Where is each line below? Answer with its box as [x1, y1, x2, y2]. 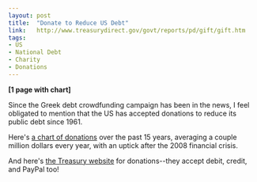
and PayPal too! [8, 164, 59, 174]
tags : [8, 33, 26, 42]
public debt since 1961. [8, 116, 83, 127]
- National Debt [8, 48, 62, 56]
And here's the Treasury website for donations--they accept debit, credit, [8, 156, 248, 165]
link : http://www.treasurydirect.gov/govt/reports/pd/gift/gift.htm [8, 26, 246, 34]
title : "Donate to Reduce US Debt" [8, 19, 129, 27]
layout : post [8, 11, 51, 20]
